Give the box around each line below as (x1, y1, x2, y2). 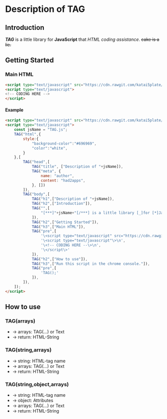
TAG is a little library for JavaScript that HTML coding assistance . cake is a (5, 36, 160, 42)
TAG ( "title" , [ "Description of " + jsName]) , (31, 164, 123, 169)
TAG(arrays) (5, 317, 36, 324)
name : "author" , (40, 173, 75, 178)
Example (5, 107, 24, 113)
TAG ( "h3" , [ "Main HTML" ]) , (31, 224, 85, 229)
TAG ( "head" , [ (23, 160, 50, 165)
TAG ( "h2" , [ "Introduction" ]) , (31, 201, 92, 206)
